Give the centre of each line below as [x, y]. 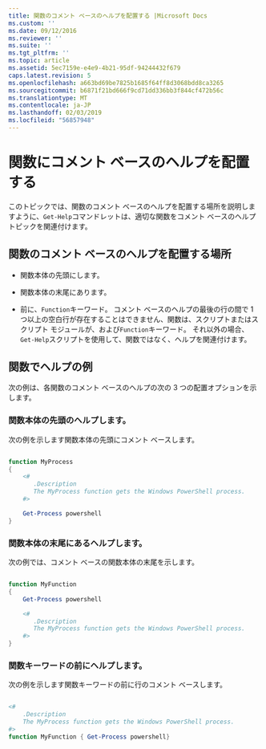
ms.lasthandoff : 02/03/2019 [55, 113]
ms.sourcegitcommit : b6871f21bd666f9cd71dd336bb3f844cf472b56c [116, 90]
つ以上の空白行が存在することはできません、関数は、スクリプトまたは [136, 319]
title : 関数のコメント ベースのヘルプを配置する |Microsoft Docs [108, 16]
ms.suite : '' [30, 46]
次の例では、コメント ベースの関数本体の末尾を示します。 [103, 562]
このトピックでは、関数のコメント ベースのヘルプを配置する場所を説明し [129, 206]
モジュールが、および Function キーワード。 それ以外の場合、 [149, 329]
